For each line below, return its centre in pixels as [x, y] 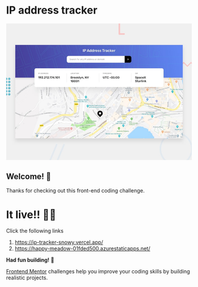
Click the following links [35, 231]
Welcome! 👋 [29, 176]
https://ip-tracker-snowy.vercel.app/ [59, 242]
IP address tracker [52, 10]
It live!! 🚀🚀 [31, 215]
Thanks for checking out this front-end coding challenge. [75, 191]
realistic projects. [27, 278]
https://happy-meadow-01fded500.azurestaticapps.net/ [82, 249]
